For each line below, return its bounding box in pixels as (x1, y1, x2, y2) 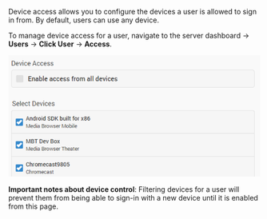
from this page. (8, 201, 58, 211)
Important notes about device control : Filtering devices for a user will (8, 184, 240, 194)
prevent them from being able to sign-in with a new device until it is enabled (8, 193, 258, 202)
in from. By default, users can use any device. (8, 15, 160, 25)
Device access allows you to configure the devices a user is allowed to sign (8, 7, 257, 16)
